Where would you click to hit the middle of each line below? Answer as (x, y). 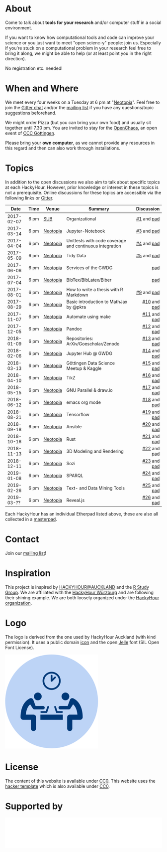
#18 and (151, 400)
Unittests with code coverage (96, 241)
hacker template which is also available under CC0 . (58, 786)
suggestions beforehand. (31, 113)
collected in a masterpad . (31, 519)
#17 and (151, 387)
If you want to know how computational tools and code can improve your (80, 37)
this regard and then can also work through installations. (63, 148)
